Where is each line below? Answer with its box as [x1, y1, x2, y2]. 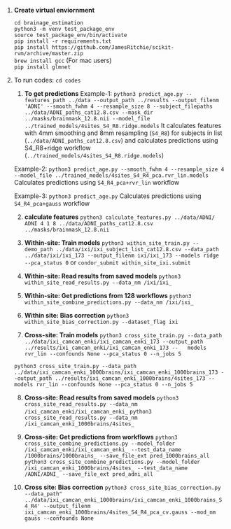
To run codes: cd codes [13, 76, 81, 84]
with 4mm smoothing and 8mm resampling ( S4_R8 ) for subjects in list [24, 129, 223, 137]
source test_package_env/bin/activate [13, 31, 127, 38]
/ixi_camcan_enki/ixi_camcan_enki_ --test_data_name [24, 446, 182, 453]
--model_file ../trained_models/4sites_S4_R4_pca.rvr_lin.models [13, 172, 209, 179]
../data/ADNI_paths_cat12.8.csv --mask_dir [24, 109, 154, 116]
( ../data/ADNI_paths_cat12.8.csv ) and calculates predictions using [24, 136, 218, 144]
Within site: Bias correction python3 [24, 311, 129, 319]
